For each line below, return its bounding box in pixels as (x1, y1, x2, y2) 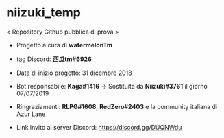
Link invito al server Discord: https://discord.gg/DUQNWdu (16, 123, 182, 131)
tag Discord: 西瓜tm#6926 (16, 55, 92, 63)
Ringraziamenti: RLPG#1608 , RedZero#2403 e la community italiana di (16, 102, 217, 111)
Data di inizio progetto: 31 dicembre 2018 (16, 69, 132, 77)
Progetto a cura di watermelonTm (16, 41, 113, 49)
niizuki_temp (6, 5, 82, 21)
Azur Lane (16, 110, 46, 118)
